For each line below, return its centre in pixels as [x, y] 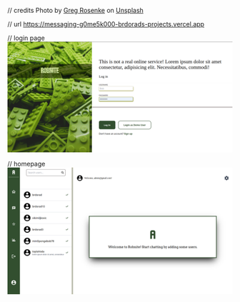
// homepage [26, 164]
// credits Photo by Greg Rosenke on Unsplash [76, 10]
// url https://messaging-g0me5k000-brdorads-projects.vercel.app [106, 24]
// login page [26, 38]
